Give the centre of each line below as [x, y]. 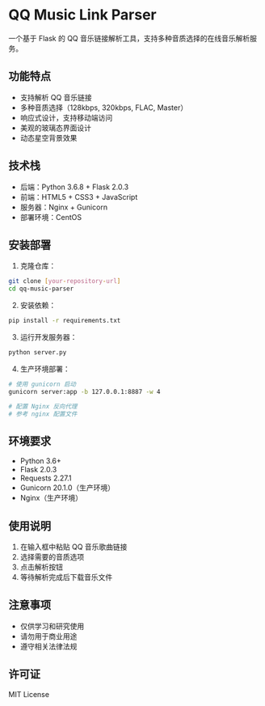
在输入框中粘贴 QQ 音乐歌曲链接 [74, 547]
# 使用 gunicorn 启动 [42, 384]
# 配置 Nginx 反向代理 [43, 406]
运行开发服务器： [48, 337]
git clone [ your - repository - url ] [65, 281]
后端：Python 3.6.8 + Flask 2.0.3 [74, 187]
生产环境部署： [45, 369]
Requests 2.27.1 [46, 478]
